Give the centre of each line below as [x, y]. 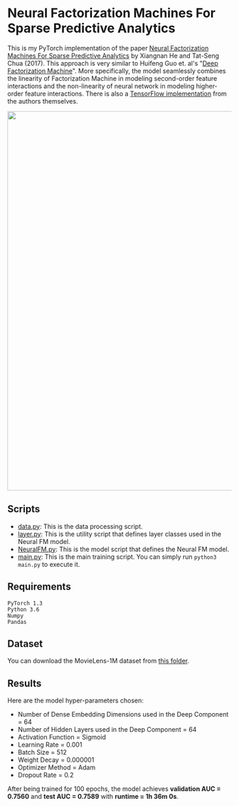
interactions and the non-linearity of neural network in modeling [101, 86]
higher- [207, 86]
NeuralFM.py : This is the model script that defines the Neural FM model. [123, 549]
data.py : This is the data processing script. [80, 526]
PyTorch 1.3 [25, 603]
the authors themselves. [43, 101]
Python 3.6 [23, 609]
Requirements [39, 587]
